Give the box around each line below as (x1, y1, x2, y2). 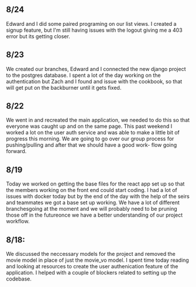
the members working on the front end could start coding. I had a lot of (6, 187, 177, 194)
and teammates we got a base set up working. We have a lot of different (6, 199, 180, 206)
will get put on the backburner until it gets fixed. (6, 84, 122, 91)
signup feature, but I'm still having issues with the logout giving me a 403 (6, 26, 183, 33)
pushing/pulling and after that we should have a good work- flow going (6, 141, 177, 148)
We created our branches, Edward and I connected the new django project (6, 65, 186, 72)
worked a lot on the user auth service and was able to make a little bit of (6, 129, 180, 136)
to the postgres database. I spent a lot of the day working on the (6, 72, 161, 79)
